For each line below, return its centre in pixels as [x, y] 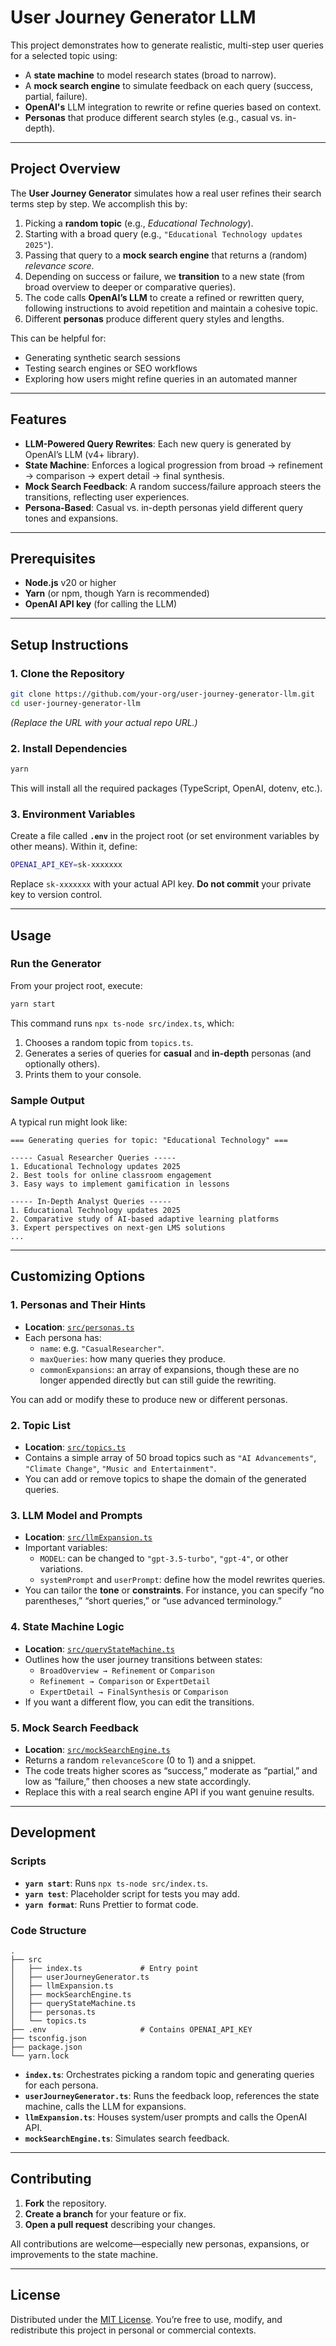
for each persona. [61, 2085]
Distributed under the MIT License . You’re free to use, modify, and [146, 2319]
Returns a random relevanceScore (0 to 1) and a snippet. [140, 1760]
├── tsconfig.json [48, 2038]
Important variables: [66, 1548]
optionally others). [62, 1063]
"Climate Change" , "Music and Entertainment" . [120, 1468]
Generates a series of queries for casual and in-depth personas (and [168, 1053]
